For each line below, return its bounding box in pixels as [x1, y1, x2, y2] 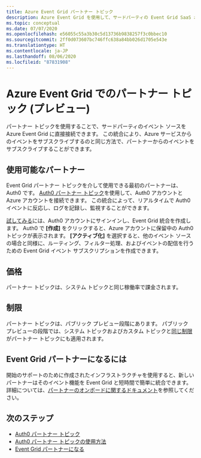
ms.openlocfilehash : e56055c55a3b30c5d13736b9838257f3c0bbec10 [6, 31, 167, 37]
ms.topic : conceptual [6, 20, 60, 26]
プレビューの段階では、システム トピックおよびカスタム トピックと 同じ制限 [6, 327, 193, 334]
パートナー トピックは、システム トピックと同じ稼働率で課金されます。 [6, 284, 182, 291]
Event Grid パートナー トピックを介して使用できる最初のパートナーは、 [6, 182, 181, 189]
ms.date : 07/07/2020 [6, 25, 58, 32]
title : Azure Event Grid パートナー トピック [6, 8, 114, 15]
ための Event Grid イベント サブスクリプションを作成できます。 [6, 247, 162, 254]
